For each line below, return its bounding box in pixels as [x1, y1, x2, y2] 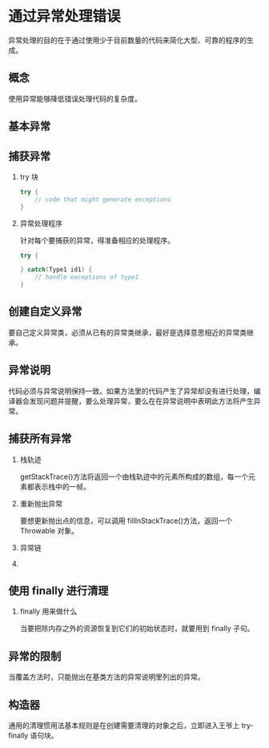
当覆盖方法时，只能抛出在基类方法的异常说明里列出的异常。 [8, 672, 205, 682]
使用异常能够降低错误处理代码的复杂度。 [8, 94, 142, 103]
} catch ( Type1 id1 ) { [19, 266, 93, 274]
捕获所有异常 [8, 432, 72, 445]
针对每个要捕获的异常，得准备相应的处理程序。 [19, 235, 175, 245]
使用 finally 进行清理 [8, 584, 109, 597]
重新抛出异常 [19, 498, 62, 509]
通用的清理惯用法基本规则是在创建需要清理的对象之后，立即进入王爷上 [8, 720, 240, 730]
